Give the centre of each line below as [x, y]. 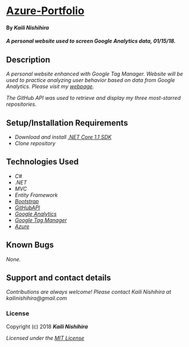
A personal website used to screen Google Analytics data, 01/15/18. [91, 41]
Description [28, 59]
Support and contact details [58, 278]
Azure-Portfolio [45, 11]
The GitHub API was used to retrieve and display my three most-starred [94, 98]
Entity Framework [36, 195]
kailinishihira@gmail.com [37, 298]
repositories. [22, 104]
